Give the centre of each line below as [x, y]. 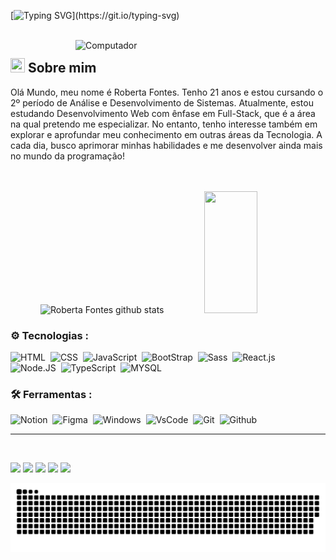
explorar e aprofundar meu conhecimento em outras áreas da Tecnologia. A [166, 134]
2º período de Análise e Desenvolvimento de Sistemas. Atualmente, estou [162, 102]
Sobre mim [62, 68]
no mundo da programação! [67, 156]
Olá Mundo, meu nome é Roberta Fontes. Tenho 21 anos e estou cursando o [167, 92]
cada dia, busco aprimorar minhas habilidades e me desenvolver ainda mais [166, 145]
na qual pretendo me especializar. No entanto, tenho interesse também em [164, 124]
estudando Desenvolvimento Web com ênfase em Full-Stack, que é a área [163, 113]
